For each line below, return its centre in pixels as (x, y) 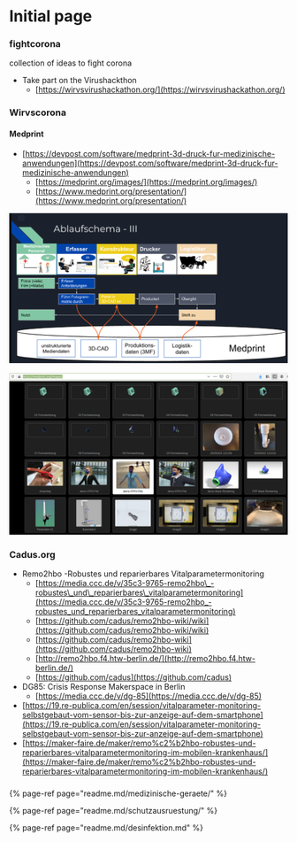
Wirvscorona (38, 112)
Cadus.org (32, 555)
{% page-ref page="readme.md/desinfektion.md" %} (107, 828)
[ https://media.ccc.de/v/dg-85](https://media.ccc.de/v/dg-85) (148, 696)
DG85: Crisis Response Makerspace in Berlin (103, 687)
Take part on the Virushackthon (79, 81)
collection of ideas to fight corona (71, 63)
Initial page (51, 16)
